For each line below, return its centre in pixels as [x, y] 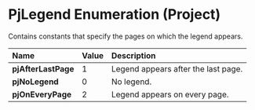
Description [133, 55]
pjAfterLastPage [43, 68]
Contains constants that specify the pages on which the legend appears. [126, 36]
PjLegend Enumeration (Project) [115, 15]
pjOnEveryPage [42, 94]
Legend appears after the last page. [177, 68]
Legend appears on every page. [170, 94]
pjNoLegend [35, 82]
